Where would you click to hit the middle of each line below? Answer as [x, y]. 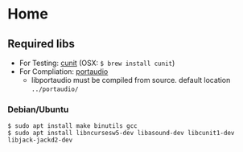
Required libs [41, 44]
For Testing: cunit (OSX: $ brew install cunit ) [97, 63]
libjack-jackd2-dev [40, 140]
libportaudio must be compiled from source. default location [131, 80]
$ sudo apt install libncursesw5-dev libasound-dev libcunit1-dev [121, 134]
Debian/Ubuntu [38, 109]
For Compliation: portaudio [64, 72]
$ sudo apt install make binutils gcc [72, 126]
